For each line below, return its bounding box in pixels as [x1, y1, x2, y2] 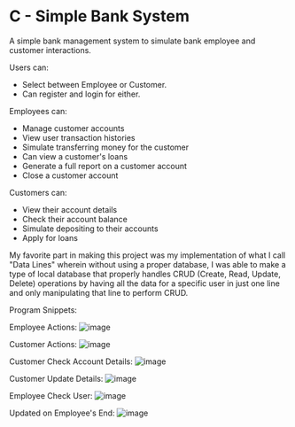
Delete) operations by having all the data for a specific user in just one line [9, 277, 281, 289]
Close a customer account [21, 170, 119, 181]
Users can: [9, 62, 49, 73]
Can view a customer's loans [21, 151, 128, 161]
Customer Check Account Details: [9, 356, 133, 367]
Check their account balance [21, 213, 128, 224]
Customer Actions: [9, 338, 78, 349]
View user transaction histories [21, 132, 136, 143]
